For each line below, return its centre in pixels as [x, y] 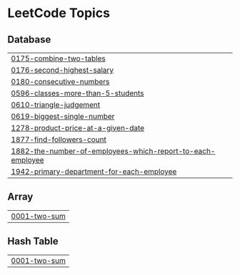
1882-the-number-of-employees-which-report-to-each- [113, 151]
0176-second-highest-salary [62, 70]
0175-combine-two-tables [58, 58]
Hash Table [33, 241]
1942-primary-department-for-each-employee [94, 171]
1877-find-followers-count [59, 139]
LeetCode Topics [59, 13]
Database [29, 40]
